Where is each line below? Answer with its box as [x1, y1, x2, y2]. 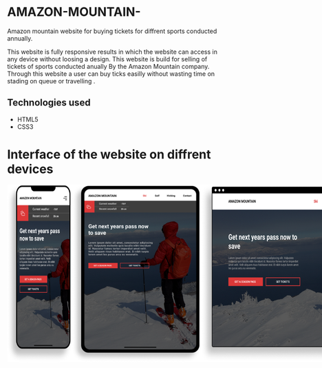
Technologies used [7, 97, 91, 109]
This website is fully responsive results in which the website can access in [7, 48, 218, 56]
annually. [7, 34, 33, 42]
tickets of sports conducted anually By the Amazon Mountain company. [7, 62, 210, 70]
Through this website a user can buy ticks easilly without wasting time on [7, 70, 215, 78]
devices [7, 161, 54, 176]
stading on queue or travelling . [7, 76, 96, 85]
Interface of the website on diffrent [7, 146, 211, 162]
